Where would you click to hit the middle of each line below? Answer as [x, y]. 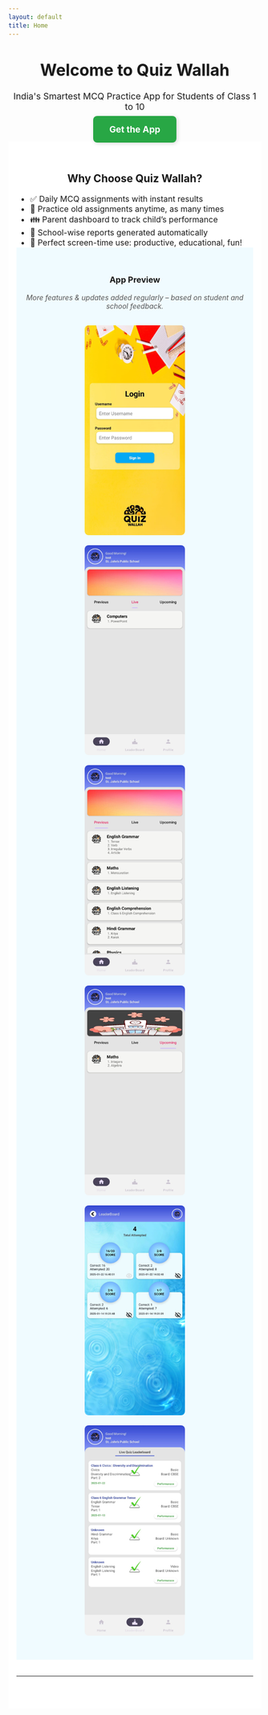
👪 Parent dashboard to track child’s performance [124, 219]
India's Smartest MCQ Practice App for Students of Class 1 [135, 96]
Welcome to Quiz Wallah [135, 70]
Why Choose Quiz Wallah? [135, 179]
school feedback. [135, 306]
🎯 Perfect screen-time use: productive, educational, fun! [136, 243]
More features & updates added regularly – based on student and [135, 297]
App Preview [135, 280]
